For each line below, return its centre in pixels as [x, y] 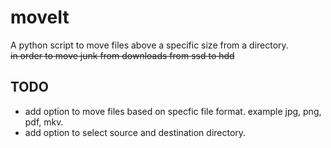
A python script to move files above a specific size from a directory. [149, 45]
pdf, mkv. [44, 122]
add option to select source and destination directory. [135, 132]
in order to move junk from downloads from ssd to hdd [122, 55]
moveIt [40, 17]
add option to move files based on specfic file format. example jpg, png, [173, 111]
